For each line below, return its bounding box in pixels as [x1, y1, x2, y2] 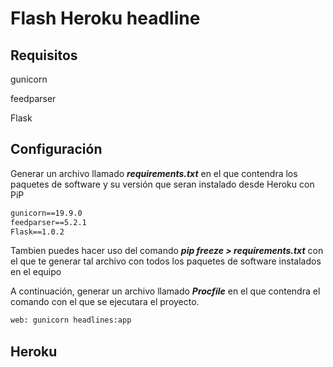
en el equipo [10, 266, 62, 278]
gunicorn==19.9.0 [10, 208, 83, 218]
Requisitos [10, 47, 78, 64]
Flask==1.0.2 [10, 227, 65, 237]
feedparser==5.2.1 [10, 217, 87, 227]
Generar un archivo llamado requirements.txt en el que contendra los [10, 167, 298, 179]
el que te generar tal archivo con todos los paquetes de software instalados [10, 255, 322, 267]
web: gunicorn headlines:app [10, 315, 132, 326]
